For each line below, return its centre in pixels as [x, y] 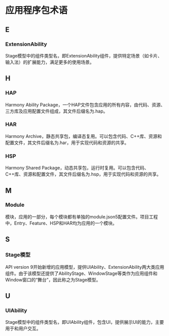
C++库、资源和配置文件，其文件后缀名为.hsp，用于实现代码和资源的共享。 [83, 174]
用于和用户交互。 [23, 328]
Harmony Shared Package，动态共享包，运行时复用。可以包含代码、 [77, 168]
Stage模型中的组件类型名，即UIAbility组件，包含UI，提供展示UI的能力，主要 [84, 322]
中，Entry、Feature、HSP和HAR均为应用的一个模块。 [61, 223]
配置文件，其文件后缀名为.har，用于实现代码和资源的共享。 [67, 143]
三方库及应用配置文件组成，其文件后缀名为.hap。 [57, 111]
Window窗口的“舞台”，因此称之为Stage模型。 [53, 279]
